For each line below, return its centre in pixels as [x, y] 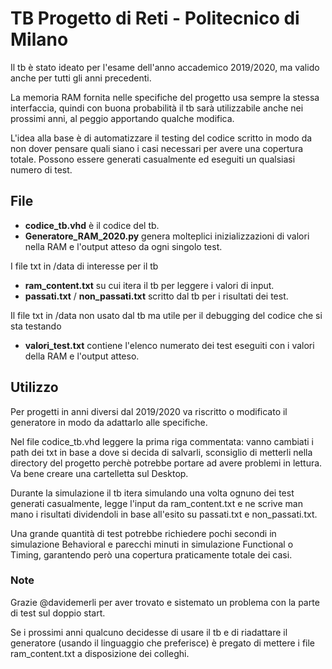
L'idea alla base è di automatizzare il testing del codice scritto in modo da [161, 138]
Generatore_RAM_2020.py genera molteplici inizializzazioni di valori [167, 236]
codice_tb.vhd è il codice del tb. [92, 225]
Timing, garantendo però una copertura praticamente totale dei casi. [151, 554]
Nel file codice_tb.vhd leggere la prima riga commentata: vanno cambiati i [162, 441]
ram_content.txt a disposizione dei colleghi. [100, 653]
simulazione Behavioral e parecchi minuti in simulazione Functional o [152, 544]
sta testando [36, 326]
